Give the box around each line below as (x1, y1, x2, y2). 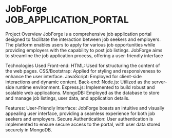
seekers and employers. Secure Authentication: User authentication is (5, 116, 153, 122)
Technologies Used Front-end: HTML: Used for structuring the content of (5, 62, 160, 68)
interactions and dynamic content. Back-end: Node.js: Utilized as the (5, 79, 150, 85)
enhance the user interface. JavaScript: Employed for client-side (5, 73, 142, 79)
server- (151, 79, 167, 85)
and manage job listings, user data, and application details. (5, 95, 130, 101)
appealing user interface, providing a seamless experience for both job (5, 110, 156, 117)
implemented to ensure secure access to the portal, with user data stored (5, 121, 161, 127)
